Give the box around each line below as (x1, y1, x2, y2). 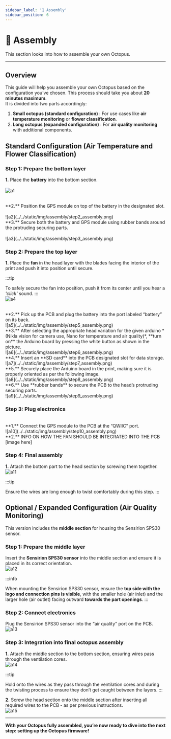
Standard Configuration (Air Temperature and (5, 142, 153, 150)
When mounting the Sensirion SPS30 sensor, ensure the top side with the (5, 585, 160, 591)
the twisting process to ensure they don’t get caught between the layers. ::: (5, 686, 163, 693)
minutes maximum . (5, 95, 47, 101)
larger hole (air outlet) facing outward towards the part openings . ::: (5, 596, 149, 602)
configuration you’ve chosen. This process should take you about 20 (5, 90, 150, 96)
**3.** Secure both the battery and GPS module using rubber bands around (5, 219, 165, 225)
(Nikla (5, 333, 18, 339)
